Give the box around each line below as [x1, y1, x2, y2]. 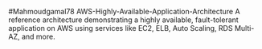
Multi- [234, 24, 255, 32]
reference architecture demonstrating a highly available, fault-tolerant [8, 15, 239, 24]
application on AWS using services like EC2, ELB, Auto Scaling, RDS [8, 24, 233, 32]
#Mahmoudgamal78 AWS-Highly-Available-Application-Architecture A [8, 7, 240, 16]
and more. [21, 32, 55, 41]
